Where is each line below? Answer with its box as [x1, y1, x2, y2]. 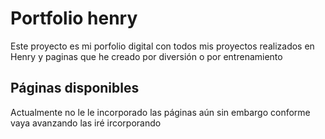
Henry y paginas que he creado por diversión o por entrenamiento [10, 50, 283, 62]
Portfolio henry [10, 7, 138, 30]
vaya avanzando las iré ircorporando [10, 117, 162, 129]
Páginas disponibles [10, 80, 140, 97]
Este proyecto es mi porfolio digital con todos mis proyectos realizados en [10, 40, 315, 52]
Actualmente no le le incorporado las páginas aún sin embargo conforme [10, 106, 311, 118]
